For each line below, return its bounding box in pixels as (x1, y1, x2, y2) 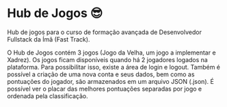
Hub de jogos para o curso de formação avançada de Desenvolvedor (7, 28, 202, 36)
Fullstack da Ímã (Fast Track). (7, 35, 90, 43)
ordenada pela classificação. (7, 91, 89, 100)
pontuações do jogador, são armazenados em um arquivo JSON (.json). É (7, 77, 214, 85)
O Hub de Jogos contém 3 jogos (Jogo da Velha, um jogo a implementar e (7, 48, 217, 57)
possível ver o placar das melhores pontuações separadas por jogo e (7, 85, 202, 93)
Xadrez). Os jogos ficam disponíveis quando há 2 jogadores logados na (7, 55, 209, 63)
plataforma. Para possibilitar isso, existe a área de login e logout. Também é (7, 63, 221, 71)
